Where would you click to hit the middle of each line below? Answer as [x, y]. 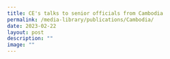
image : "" [21, 45]
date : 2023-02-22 [32, 26]
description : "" [30, 39]
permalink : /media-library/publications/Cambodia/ [81, 20]
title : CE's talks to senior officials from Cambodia [85, 13]
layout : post [26, 32]
